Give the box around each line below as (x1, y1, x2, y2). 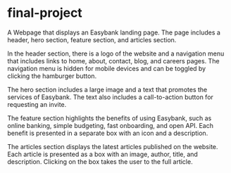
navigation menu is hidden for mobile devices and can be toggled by (7, 64, 206, 72)
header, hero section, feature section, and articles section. (7, 35, 177, 44)
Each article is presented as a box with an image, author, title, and (7, 150, 199, 158)
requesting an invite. (7, 100, 67, 108)
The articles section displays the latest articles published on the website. (7, 142, 218, 150)
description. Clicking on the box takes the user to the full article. (7, 157, 193, 166)
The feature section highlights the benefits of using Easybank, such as (7, 114, 212, 122)
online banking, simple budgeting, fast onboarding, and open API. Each (7, 121, 213, 129)
